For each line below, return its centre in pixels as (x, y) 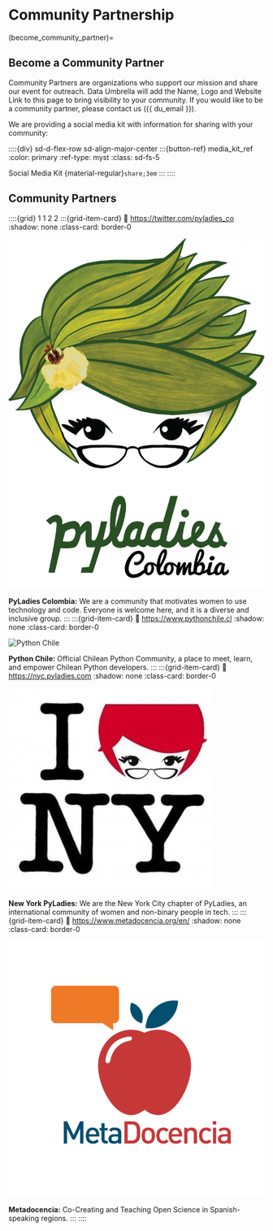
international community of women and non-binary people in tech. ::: (123, 912)
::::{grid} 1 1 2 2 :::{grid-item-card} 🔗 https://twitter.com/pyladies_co (121, 218)
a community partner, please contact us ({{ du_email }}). (102, 108)
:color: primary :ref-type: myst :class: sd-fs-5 (84, 157)
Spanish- (225, 1209)
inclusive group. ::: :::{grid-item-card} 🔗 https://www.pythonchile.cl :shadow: (136, 618)
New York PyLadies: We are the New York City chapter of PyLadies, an (128, 903)
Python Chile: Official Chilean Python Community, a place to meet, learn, (131, 658)
